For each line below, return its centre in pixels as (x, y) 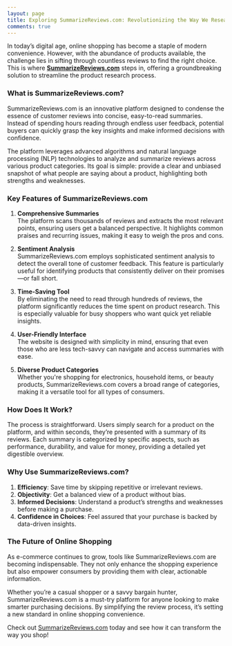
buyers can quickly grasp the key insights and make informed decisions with (116, 130)
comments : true (29, 26)
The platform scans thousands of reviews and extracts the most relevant (120, 220)
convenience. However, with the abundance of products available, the (106, 53)
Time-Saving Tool (43, 292)
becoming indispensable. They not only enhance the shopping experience (113, 564)
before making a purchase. (56, 509)
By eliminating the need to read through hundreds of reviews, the (110, 298)
